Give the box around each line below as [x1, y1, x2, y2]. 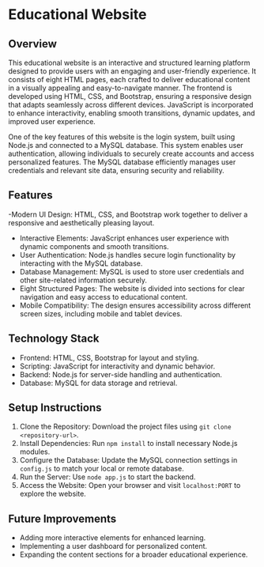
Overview [8, 37, 58, 51]
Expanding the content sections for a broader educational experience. [19, 550, 248, 559]
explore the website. [19, 489, 87, 499]
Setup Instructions [8, 401, 102, 414]
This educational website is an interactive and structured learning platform [8, 58, 251, 67]
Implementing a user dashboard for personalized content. [19, 542, 208, 551]
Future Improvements [8, 512, 117, 525]
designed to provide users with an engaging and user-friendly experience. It [8, 66, 257, 76]
